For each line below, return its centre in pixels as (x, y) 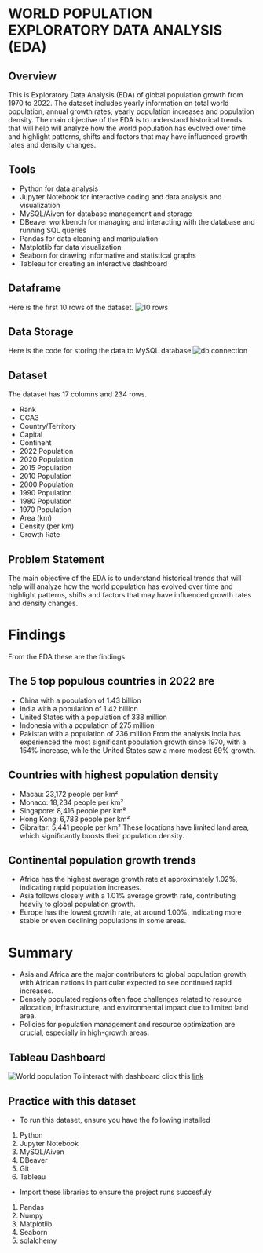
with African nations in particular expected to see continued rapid (126, 983)
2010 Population (46, 477)
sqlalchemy (38, 1240)
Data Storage (41, 332)
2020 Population (46, 459)
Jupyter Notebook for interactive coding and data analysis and (121, 196)
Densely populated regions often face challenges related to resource (130, 999)
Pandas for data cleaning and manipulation (89, 238)
